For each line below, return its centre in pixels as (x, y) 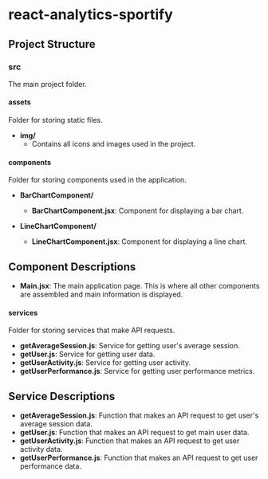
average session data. (56, 424)
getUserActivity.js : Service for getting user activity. (105, 363)
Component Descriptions (72, 267)
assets (20, 102)
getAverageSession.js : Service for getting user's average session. (130, 346)
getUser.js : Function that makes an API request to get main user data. (134, 433)
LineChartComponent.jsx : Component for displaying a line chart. (139, 241)
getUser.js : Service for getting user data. (87, 354)
